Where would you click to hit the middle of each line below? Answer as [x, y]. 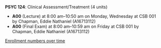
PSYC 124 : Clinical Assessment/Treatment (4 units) [56, 7]
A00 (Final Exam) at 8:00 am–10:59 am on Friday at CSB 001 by [75, 26]
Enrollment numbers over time [35, 41]
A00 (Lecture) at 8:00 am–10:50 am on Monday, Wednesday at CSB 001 [84, 16]
